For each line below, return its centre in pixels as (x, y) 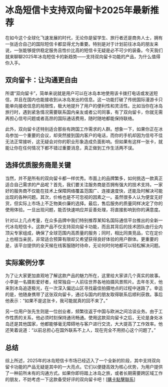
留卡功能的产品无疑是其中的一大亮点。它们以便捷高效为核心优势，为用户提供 (84, 367)
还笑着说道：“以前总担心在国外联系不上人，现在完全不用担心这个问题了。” (80, 330)
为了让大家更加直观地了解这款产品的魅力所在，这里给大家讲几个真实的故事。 (84, 276)
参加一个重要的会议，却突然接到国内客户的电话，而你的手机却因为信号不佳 (86, 135)
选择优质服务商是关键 (38, 165)
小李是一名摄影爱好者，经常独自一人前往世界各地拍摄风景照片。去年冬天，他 (84, 282)
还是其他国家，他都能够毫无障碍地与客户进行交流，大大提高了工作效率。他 (86, 324)
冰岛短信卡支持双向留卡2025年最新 (78, 10)
